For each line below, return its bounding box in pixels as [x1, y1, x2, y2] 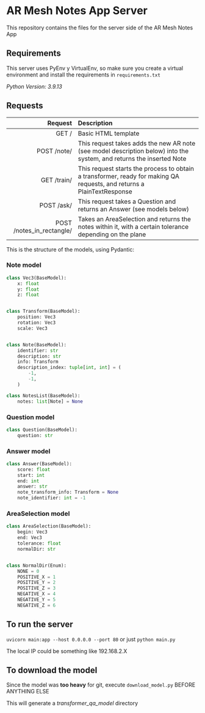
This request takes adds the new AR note [77, 139, 196, 147]
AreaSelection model [6, 509, 70, 518]
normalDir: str [17, 546, 56, 552]
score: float [17, 466, 51, 472]
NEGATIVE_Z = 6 [17, 602, 56, 608]
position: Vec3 [17, 314, 56, 320]
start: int [17, 472, 45, 478]
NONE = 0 [17, 568, 40, 574]
